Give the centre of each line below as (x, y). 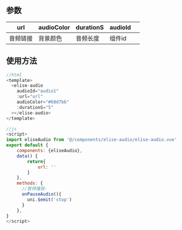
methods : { (30, 183)
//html (14, 75)
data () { (27, 156)
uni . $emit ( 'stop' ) (50, 200)
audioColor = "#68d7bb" (43, 102)
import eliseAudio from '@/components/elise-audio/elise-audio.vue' (92, 140)
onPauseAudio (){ (41, 194)
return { (36, 162)
